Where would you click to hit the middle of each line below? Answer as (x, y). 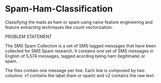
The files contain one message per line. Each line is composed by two (75, 70)
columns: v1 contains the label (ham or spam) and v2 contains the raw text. (80, 75)
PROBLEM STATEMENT (29, 36)
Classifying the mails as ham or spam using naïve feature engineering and (79, 22)
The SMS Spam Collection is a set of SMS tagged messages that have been (81, 46)
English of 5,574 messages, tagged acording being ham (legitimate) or (75, 56)
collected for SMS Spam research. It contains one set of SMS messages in (79, 51)
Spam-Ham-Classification (59, 9)
